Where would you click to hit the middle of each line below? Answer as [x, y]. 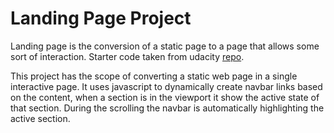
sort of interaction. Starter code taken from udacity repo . [127, 56]
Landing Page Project [101, 18]
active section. [40, 118]
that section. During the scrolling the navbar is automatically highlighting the [167, 108]
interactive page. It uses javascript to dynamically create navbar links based [166, 86]
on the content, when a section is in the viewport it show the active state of [165, 97]
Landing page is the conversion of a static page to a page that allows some [165, 46]
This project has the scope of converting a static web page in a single [154, 76]
